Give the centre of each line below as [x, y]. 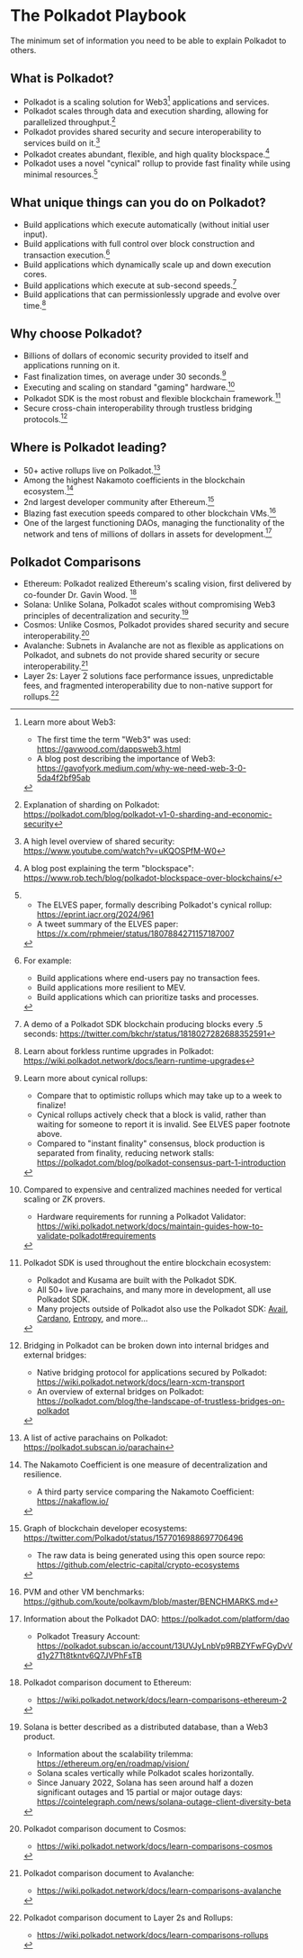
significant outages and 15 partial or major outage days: [140, 1792]
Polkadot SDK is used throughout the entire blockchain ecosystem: [147, 1263]
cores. [35, 274]
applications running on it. [71, 365]
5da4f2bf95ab [63, 778]
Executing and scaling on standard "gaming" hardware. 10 [129, 386]
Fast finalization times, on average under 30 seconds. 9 [125, 375]
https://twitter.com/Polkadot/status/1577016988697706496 [133, 1538]
